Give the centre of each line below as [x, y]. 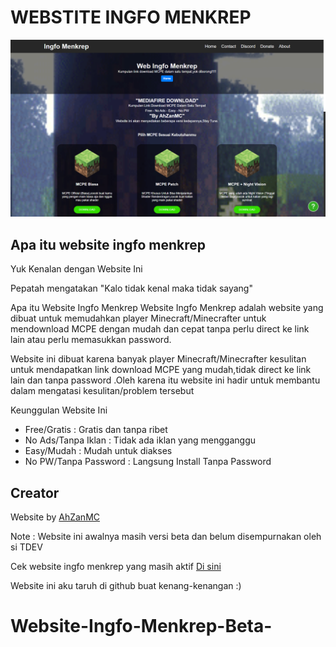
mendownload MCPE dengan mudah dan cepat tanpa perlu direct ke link [160, 329]
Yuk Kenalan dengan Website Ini [76, 269]
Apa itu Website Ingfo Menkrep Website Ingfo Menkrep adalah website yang [167, 308]
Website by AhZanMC [55, 517]
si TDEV [26, 547]
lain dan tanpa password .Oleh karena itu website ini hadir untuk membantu [165, 380]
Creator [35, 492]
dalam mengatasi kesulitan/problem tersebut [102, 391]
